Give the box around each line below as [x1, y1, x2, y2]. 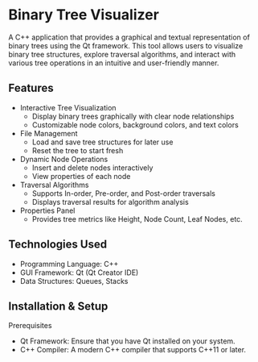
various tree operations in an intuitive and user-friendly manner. [8, 58, 219, 68]
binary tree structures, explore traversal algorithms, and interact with [8, 49, 236, 59]
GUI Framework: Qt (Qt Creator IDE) [19, 268, 139, 277]
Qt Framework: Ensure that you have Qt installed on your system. [19, 336, 235, 346]
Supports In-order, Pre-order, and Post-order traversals [31, 188, 215, 198]
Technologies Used [8, 238, 107, 252]
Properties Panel [19, 206, 76, 215]
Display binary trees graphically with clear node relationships [31, 111, 235, 121]
